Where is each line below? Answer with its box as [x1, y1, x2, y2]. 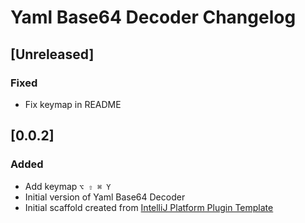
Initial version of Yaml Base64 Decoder [24, 191, 186, 203]
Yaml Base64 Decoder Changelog [10, 6, 297, 29]
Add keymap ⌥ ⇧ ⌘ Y [24, 180, 112, 192]
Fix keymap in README [24, 98, 122, 110]
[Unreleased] [10, 46, 95, 63]
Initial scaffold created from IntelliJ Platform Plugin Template [24, 201, 274, 213]
